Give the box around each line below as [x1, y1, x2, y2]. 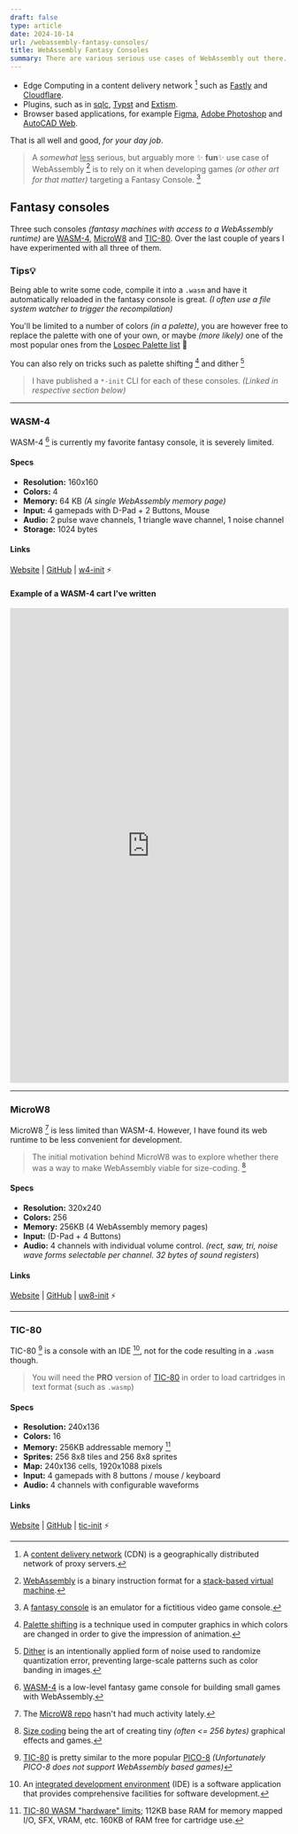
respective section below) [31, 385, 126, 395]
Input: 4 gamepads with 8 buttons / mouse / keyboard [22, 1470, 221, 1480]
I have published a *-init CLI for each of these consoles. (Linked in [31, 375, 279, 386]
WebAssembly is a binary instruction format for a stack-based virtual [22, 1575, 273, 1587]
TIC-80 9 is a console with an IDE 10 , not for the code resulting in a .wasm [10, 1344, 274, 1356]
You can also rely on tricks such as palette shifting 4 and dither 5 [10, 356, 245, 369]
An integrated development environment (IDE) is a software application [22, 1779, 282, 1790]
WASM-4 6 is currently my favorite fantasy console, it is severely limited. [10, 435, 275, 448]
